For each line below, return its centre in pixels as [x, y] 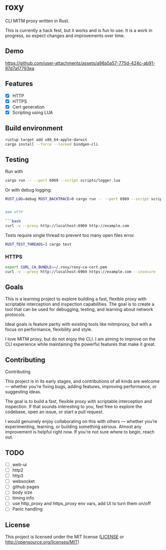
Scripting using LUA [33, 112]
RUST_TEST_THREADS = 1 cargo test [38, 244]
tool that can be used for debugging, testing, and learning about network [79, 310]
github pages [26, 487]
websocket [23, 481]
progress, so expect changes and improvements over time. [65, 36]
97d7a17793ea [20, 68]
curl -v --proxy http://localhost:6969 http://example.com [67, 226]
